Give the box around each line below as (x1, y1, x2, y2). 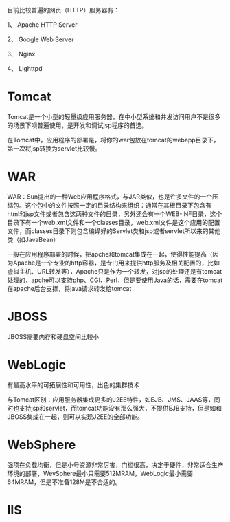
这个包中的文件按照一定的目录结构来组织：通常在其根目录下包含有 (25, 201, 211, 209)
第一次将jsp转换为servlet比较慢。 (7, 144, 102, 153)
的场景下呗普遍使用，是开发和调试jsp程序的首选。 (7, 121, 148, 129)
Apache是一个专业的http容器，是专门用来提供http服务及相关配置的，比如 (12, 259, 220, 267)
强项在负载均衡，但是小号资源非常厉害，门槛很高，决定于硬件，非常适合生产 (7, 460, 224, 469)
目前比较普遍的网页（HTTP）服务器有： (7, 6, 120, 14)
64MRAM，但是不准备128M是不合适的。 (7, 477, 122, 486)
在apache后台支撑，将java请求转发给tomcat (7, 284, 132, 292)
